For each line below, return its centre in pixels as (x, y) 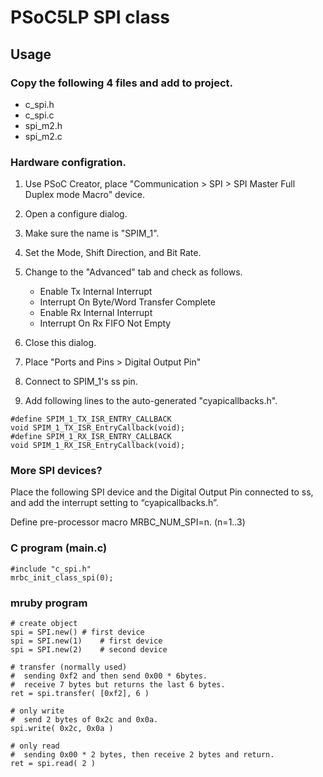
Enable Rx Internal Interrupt (96, 313)
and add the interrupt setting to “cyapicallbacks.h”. (114, 503)
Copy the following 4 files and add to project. (122, 83)
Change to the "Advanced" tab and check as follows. (133, 272)
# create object (44, 624)
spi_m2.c (43, 136)
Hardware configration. (68, 162)
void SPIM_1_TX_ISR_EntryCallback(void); (98, 428)
